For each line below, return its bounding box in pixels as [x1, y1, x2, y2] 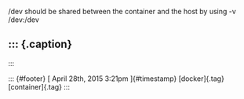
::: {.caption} [8, 38, 73, 51]
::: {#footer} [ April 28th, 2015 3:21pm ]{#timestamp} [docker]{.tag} [8, 74, 225, 83]
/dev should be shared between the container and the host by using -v [8, 7, 237, 16]
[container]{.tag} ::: [8, 82, 71, 91]
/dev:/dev [8, 15, 39, 24]
